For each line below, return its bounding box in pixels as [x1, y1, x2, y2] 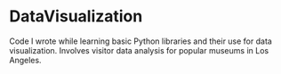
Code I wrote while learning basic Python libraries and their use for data [9, 36, 273, 46]
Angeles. [9, 54, 42, 65]
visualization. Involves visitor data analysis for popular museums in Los [9, 45, 269, 55]
